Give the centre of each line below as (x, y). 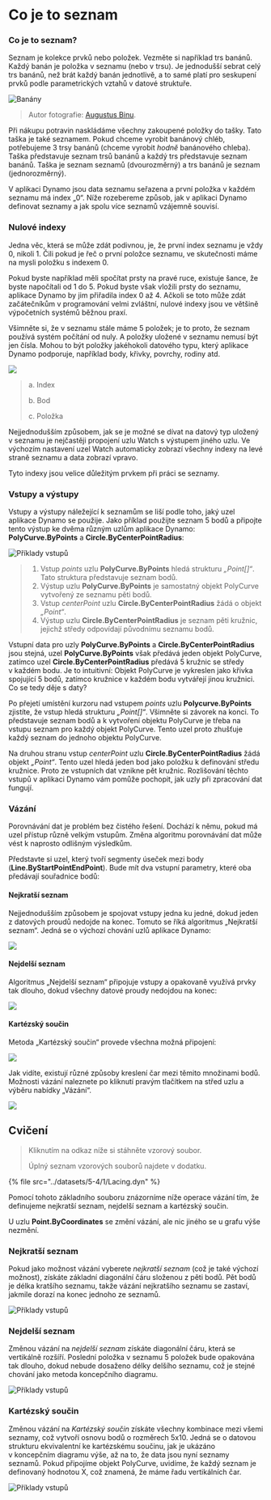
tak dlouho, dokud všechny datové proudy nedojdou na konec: (113, 990)
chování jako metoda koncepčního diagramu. (83, 1375)
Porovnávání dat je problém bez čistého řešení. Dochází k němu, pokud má (133, 826)
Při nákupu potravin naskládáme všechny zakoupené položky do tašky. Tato (135, 130)
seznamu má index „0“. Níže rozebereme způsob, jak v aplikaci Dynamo (128, 198)
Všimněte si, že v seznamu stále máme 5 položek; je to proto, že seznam (129, 328)
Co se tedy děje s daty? (48, 688)
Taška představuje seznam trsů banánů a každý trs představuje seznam (128, 156)
